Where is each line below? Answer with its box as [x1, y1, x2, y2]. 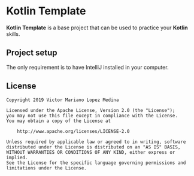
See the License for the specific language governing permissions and [6, 160, 186, 166]
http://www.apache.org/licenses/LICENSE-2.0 [17, 128, 130, 134]
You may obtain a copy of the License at [6, 118, 111, 124]
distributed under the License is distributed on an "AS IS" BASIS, [6, 144, 181, 150]
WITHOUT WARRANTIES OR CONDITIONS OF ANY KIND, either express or [6, 149, 175, 155]
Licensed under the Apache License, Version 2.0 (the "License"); [6, 107, 175, 113]
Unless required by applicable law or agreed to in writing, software [6, 139, 186, 145]
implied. [6, 154, 28, 160]
